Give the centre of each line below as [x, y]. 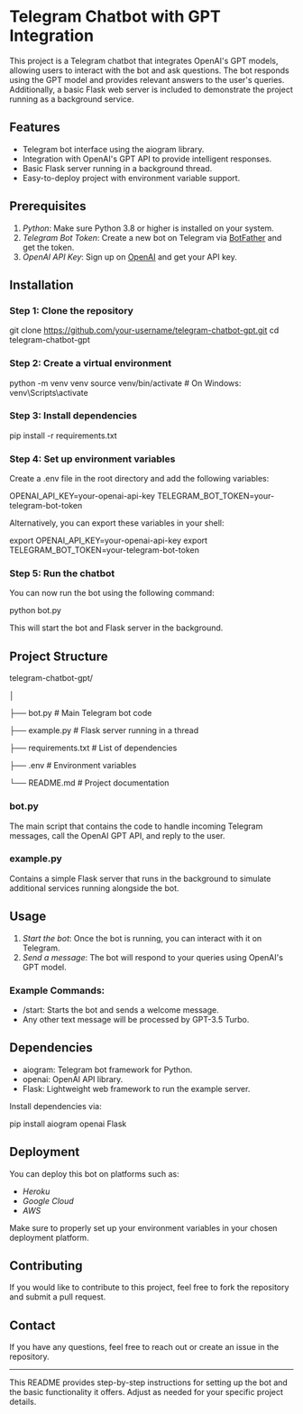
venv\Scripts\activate [49, 392]
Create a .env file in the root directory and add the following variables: [139, 479]
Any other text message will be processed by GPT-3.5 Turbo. [136, 1019]
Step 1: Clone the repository [71, 310]
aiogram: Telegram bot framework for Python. [107, 1070]
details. [23, 1402]
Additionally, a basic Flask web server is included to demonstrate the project [151, 89]
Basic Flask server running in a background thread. [117, 168]
